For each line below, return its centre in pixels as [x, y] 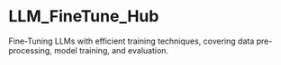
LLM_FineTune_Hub [84, 16]
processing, [31, 50]
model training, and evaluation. [111, 50]
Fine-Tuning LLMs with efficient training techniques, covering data [131, 41]
